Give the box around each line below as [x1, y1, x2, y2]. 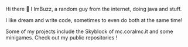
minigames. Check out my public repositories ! [5, 34, 118, 41]
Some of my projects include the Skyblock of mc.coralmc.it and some [5, 28, 173, 35]
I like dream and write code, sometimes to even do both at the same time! [5, 17, 183, 23]
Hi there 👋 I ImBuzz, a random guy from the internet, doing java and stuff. [5, 6, 182, 12]
